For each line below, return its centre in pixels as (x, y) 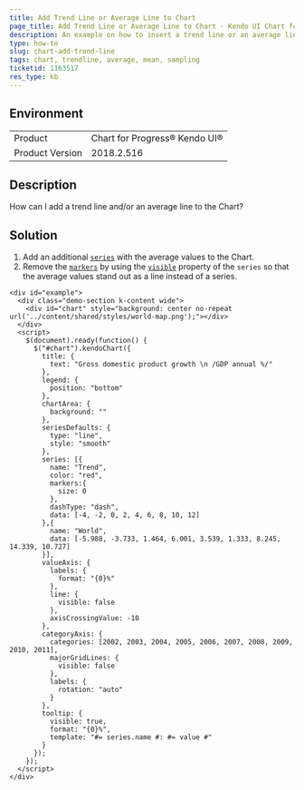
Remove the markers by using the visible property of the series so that (156, 267)
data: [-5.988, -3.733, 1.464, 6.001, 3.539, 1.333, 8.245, (165, 539)
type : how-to (34, 43)
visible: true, (78, 722)
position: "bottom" (86, 388)
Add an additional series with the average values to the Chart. (138, 257)
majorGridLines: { (84, 658)
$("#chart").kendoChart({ (82, 349)
